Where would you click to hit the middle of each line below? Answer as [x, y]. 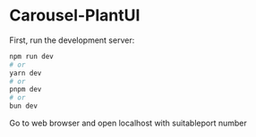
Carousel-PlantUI [75, 16]
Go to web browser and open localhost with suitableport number [128, 123]
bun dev [24, 106]
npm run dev [31, 56]
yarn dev [26, 73]
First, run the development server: [72, 40]
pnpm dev [26, 90]
